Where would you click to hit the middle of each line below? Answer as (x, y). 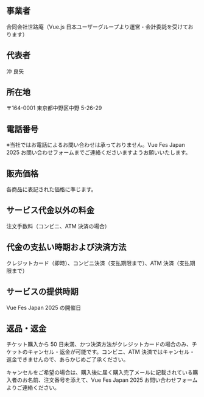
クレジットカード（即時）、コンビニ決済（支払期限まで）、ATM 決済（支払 (98, 263)
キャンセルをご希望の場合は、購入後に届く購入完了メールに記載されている (100, 373)
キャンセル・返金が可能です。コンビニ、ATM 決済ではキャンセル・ (111, 352)
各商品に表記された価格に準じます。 (51, 189)
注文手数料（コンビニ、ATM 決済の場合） (58, 226)
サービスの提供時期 (42, 292)
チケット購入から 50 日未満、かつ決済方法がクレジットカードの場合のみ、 (99, 344)
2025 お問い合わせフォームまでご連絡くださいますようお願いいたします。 (99, 153)
